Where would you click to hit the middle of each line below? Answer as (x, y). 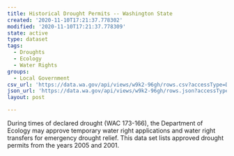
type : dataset (28, 40)
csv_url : (20, 85)
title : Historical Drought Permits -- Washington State (90, 14)
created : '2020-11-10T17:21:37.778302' (65, 20)
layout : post (26, 98)
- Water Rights (36, 65)
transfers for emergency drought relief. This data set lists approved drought (116, 138)
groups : (18, 71)
